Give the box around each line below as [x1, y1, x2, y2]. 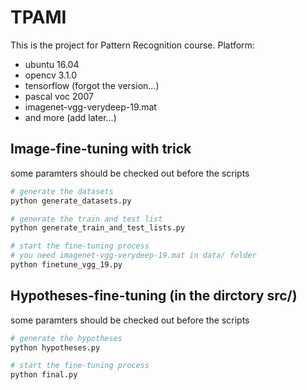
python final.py [10, 370, 78, 380]
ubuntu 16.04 [24, 58, 80, 70]
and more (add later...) [24, 111, 117, 123]
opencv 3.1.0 [24, 69, 78, 81]
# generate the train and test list [10, 214, 163, 224]
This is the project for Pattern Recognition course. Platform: [10, 39, 255, 51]
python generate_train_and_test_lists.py [10, 223, 186, 233]
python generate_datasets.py [10, 196, 132, 206]
